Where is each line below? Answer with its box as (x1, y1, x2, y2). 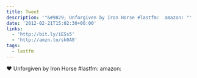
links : (6, 25, 23, 32)
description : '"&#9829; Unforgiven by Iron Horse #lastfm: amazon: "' (6, 15, 192, 21)
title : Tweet (6, 8, 40, 15)
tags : (6, 43, 20, 49)
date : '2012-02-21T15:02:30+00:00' (6, 20, 97, 26)
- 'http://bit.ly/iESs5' (12, 31, 75, 37)
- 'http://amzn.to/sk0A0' (12, 37, 78, 43)
